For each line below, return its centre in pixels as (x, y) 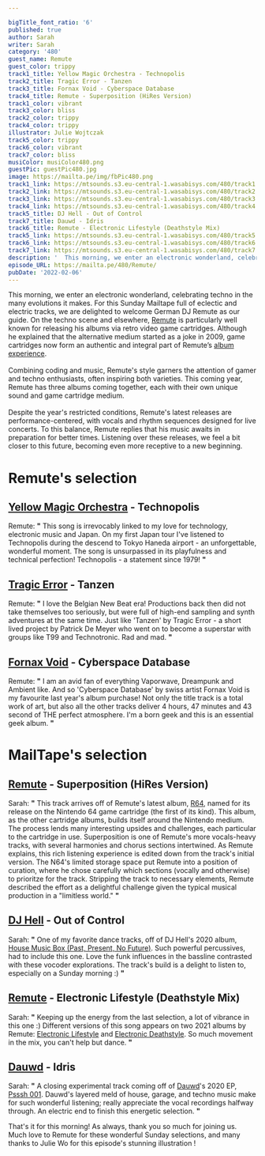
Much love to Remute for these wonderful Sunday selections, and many (124, 1135)
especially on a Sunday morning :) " (66, 973)
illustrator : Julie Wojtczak (56, 133)
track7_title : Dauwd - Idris (56, 221)
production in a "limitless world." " (64, 895)
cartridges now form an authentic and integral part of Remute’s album (121, 346)
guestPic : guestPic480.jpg (52, 170)
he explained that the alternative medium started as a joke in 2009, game (127, 337)
